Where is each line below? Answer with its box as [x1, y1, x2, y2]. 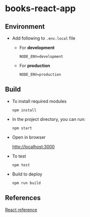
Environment [5, 22, 45, 31]
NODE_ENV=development [19, 54, 63, 59]
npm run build [12, 180, 41, 185]
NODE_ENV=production [19, 72, 61, 77]
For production [19, 63, 50, 68]
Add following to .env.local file [12, 35, 75, 41]
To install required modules [12, 98, 67, 104]
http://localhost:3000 [12, 143, 55, 149]
